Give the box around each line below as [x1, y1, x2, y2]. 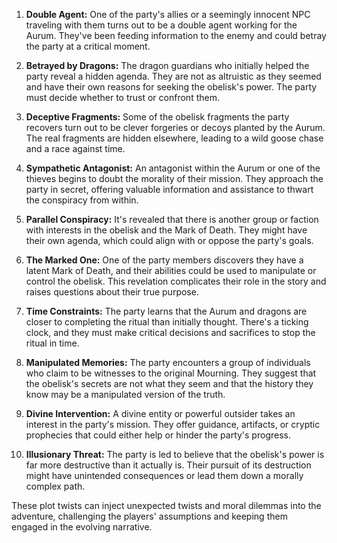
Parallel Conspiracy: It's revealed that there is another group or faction [25, 214, 319, 225]
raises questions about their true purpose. [25, 286, 199, 298]
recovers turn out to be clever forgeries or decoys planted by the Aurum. [25, 122, 326, 133]
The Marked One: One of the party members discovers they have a [25, 254, 304, 266]
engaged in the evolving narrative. [11, 521, 153, 533]
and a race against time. [25, 143, 126, 154]
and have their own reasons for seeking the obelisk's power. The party [25, 81, 318, 93]
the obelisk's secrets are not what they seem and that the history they [25, 378, 314, 389]
